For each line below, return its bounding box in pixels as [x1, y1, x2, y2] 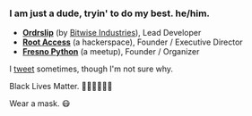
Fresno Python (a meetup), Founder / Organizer [22, 46, 200, 57]
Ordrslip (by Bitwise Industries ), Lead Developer [22, 28, 202, 38]
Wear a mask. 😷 [9, 98, 71, 109]
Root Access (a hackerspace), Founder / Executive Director [22, 37, 244, 47]
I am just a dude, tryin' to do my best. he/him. [9, 7, 211, 20]
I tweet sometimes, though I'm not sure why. [9, 63, 173, 74]
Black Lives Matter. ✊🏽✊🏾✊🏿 [9, 81, 113, 92]
